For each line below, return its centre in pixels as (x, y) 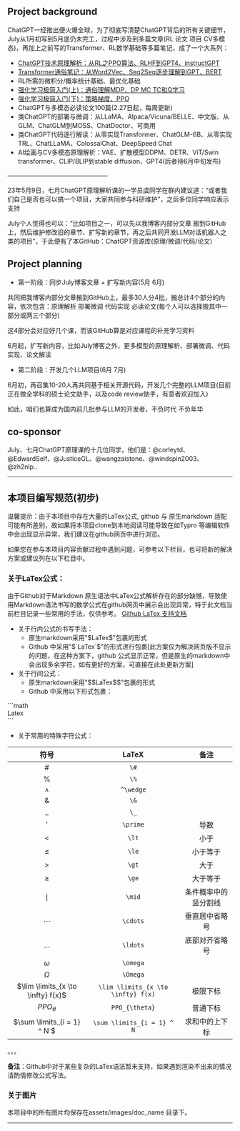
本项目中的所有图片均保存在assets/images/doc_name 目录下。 (99, 1112)
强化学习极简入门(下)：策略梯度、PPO (74, 99)
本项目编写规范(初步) (53, 498)
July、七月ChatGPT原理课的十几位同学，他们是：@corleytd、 (98, 450)
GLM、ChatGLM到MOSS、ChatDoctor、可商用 (86, 125)
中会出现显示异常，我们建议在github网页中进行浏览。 (86, 534)
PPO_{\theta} (133, 1007)
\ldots (134, 945)
